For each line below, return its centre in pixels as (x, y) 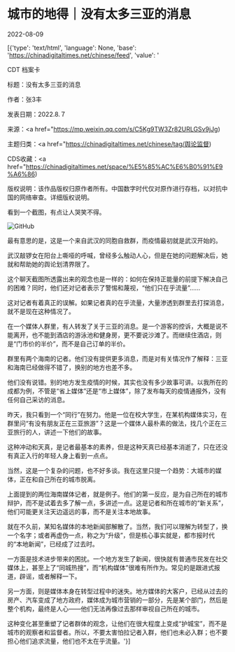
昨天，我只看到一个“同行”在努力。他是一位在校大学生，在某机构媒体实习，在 (117, 414)
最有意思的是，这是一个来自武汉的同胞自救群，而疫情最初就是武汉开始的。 (114, 240)
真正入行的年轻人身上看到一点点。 (62, 455)
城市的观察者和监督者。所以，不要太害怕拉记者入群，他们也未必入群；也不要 (117, 632)
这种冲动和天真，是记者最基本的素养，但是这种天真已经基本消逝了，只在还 (114, 447)
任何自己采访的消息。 (38, 399)
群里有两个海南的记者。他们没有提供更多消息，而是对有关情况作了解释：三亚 (117, 358)
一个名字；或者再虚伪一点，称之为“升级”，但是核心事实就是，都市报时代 (111, 535)
